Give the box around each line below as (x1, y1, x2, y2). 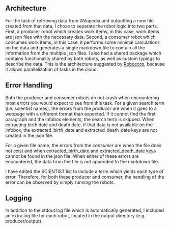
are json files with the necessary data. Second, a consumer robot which (5, 34, 156, 40)
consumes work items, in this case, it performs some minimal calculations (5, 39, 160, 45)
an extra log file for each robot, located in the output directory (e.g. (5, 213, 146, 219)
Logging (5, 194, 32, 203)
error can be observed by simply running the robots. (5, 179, 115, 185)
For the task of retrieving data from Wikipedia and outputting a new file (5, 17, 154, 23)
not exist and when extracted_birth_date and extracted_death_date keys (5, 148, 156, 154)
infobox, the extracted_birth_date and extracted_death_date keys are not (5, 127, 157, 133)
